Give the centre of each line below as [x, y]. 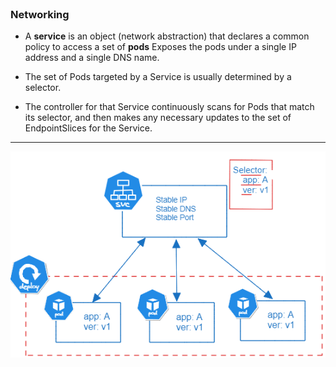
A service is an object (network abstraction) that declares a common [167, 36]
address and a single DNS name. [92, 58]
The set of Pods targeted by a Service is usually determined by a [158, 77]
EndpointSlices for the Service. [88, 128]
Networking [40, 14]
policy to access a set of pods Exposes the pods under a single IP [160, 47]
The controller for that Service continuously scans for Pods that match [169, 107]
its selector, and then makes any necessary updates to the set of [158, 118]
